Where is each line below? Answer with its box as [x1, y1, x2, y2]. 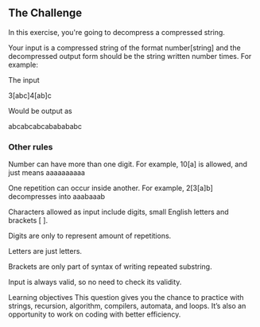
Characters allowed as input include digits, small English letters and [8, 207, 229, 217]
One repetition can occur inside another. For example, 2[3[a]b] [8, 183, 213, 193]
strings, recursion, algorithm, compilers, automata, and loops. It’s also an [8, 302, 246, 311]
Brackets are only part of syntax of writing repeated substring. [8, 262, 212, 271]
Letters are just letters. [8, 247, 82, 256]
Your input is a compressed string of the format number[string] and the [8, 43, 241, 53]
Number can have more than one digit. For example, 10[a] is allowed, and [8, 159, 248, 169]
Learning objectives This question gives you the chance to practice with [8, 293, 244, 302]
